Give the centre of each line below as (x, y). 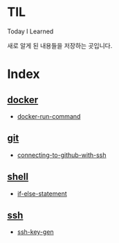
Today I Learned (30, 31)
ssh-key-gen (35, 232)
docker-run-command (49, 116)
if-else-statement (42, 193)
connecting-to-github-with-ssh (62, 155)
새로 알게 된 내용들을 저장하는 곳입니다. (60, 45)
